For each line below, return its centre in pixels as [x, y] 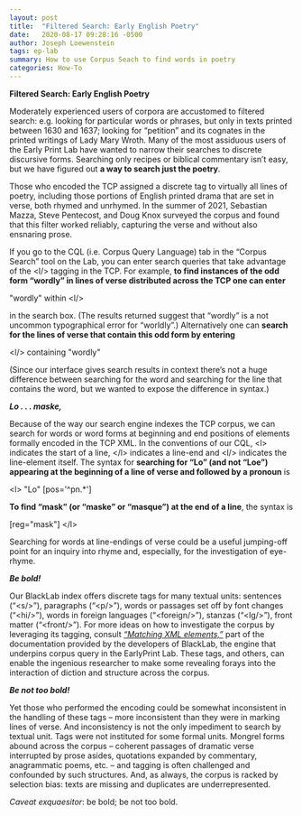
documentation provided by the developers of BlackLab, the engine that [143, 644]
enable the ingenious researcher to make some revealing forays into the [143, 663]
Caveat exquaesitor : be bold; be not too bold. [94, 802]
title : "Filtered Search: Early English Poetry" [105, 26]
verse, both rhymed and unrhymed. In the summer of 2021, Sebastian [138, 205]
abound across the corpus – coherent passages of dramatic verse [132, 746]
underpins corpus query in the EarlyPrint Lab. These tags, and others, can [147, 653]
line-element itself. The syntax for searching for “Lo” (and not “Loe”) [139, 462]
